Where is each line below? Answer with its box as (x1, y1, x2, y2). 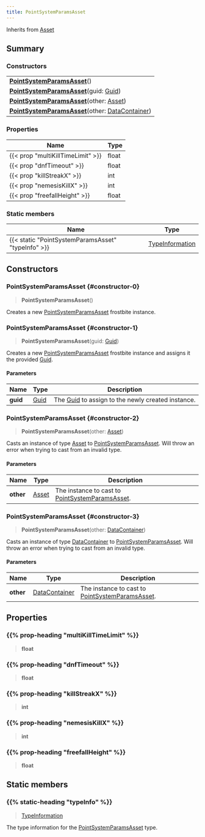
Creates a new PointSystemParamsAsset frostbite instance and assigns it (6, 349, 190, 356)
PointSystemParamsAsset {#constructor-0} (6, 282, 140, 291)
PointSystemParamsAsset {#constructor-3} (6, 512, 140, 520)
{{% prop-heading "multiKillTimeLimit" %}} (6, 631, 139, 640)
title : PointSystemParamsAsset (6, 9, 86, 15)
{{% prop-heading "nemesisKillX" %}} (6, 719, 124, 727)
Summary (6, 43, 45, 54)
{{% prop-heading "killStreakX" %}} (6, 689, 117, 698)
